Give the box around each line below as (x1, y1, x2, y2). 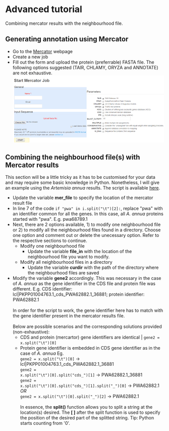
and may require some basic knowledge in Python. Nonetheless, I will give (5, 179, 160, 185)
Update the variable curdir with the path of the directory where (27, 264, 159, 271)
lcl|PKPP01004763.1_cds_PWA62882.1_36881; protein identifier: (12, 292, 145, 298)
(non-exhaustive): (12, 329, 50, 335)
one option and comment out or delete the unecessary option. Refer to (12, 232, 159, 238)
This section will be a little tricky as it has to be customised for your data (5, 174, 155, 180)
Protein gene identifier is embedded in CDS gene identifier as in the (20, 345, 160, 351)
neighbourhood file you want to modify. (27, 254, 110, 260)
